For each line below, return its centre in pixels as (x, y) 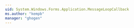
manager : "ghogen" (24, 18)
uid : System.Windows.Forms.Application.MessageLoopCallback (67, 9)
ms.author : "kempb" (25, 14)
